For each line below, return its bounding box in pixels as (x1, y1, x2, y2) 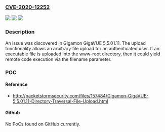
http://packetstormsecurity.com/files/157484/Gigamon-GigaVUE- (12, 92, 149, 98)
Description (5, 28, 35, 36)
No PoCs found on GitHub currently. (5, 121, 80, 127)
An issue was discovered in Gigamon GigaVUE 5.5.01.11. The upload (5, 40, 146, 46)
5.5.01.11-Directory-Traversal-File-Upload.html (12, 98, 108, 104)
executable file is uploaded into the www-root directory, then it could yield (5, 51, 160, 57)
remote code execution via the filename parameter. (5, 56, 112, 62)
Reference (5, 81, 28, 87)
